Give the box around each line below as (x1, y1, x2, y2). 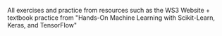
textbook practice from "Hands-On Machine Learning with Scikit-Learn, (7, 13, 216, 22)
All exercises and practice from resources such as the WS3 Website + (7, 6, 210, 14)
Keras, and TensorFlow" (7, 21, 78, 29)
